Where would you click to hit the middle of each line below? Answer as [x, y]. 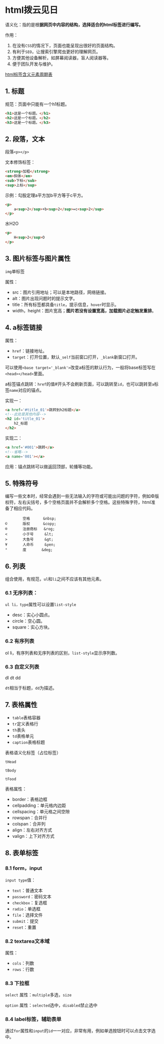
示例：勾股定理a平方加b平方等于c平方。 [45, 195]
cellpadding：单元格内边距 [39, 805]
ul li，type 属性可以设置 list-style [41, 604]
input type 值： [20, 880]
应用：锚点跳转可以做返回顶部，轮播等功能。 [50, 467]
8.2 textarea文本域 [27, 941]
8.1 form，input [24, 868]
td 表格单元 [23, 736]
